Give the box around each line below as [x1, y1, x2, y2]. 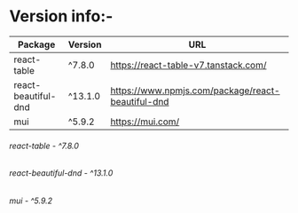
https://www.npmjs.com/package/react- [110, 84, 281, 97]
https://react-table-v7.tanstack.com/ [110, 59, 267, 71]
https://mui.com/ [110, 115, 180, 128]
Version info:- [9, 6, 114, 27]
